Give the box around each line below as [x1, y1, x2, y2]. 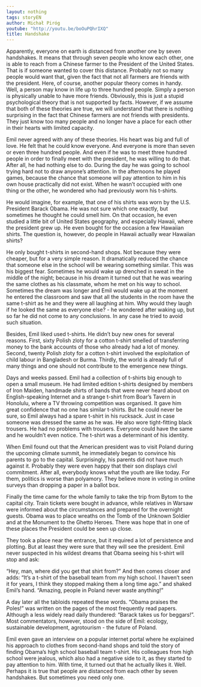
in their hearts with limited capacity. [6, 124, 95, 132]
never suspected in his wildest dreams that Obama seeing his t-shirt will [6, 549, 184, 557]
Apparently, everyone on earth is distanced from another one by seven [6, 47, 181, 55]
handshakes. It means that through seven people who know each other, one [6, 54, 194, 61]
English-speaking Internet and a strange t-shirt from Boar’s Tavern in [6, 393, 176, 400]
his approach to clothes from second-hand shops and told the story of [6, 642, 180, 649]
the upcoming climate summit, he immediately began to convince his [6, 450, 176, 457]
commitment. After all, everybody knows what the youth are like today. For [6, 469, 190, 476]
